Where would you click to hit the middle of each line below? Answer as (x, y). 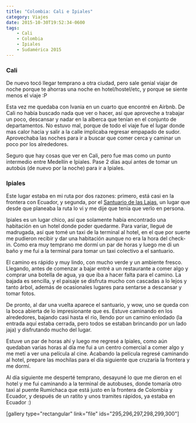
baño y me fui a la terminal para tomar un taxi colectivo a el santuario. (90, 251)
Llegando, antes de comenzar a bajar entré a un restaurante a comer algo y (97, 269)
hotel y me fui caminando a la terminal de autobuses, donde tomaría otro (94, 384)
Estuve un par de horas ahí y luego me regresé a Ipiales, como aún (87, 341)
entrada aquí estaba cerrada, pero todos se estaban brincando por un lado (96, 324)
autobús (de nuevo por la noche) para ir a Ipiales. (65, 168)
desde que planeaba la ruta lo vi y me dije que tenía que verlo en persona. (96, 208)
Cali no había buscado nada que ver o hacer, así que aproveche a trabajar (95, 113)
